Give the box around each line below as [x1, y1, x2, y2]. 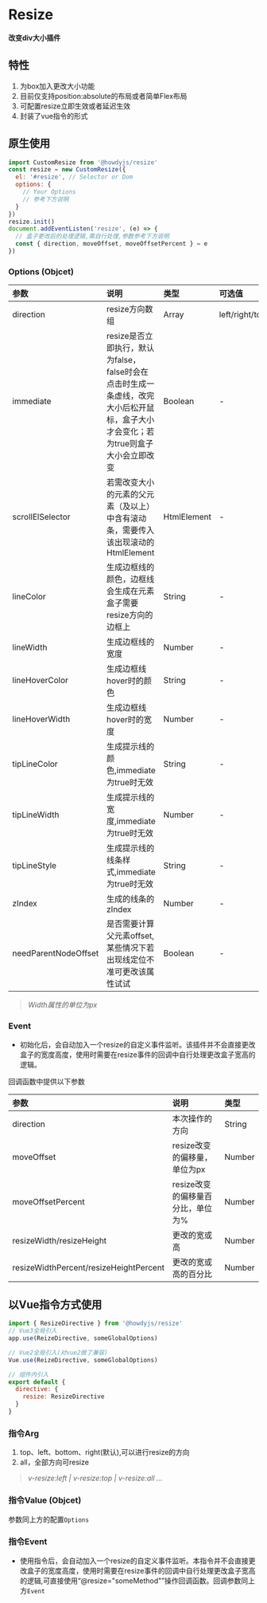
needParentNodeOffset [12, 948, 99, 959]
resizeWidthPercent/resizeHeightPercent [12, 1262, 165, 1273]
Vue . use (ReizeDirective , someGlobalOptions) [8, 1356, 158, 1364]
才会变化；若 [106, 426, 155, 438]
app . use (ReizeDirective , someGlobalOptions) [8, 1334, 158, 1342]
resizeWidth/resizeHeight [12, 1235, 107, 1246]
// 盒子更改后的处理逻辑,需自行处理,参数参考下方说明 [15, 233, 169, 241]
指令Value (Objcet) [8, 1495, 82, 1506]
